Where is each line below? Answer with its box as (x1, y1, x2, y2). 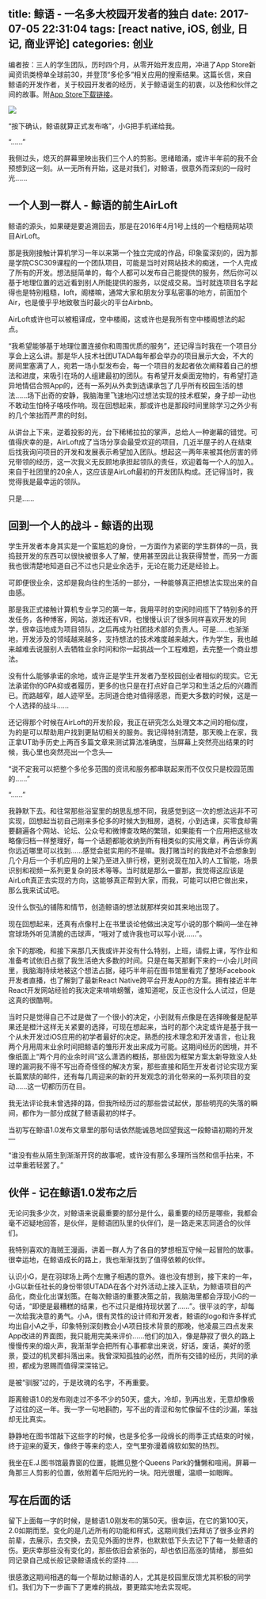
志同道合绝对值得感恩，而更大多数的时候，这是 (97, 691, 251, 700)
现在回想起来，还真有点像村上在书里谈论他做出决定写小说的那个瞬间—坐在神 (8, 919, 258, 929)
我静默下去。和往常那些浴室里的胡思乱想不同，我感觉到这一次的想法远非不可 (8, 807, 258, 816)
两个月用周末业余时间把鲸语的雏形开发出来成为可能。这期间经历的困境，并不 (8, 1042, 258, 1051)
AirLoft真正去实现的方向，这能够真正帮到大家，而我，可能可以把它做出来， (8, 876, 253, 885)
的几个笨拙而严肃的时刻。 (8, 410, 92, 420)
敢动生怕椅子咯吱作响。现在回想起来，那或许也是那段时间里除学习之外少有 (14, 400, 258, 410)
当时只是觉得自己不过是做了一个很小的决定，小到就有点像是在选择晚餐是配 (8, 1013, 251, 1022)
